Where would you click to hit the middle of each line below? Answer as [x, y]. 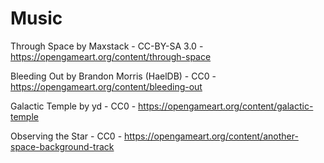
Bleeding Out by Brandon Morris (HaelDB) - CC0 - [113, 76]
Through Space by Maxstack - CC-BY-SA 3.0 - [107, 46]
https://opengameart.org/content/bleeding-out [106, 86]
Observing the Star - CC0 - [66, 136]
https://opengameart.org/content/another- [211, 136]
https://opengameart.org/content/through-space [111, 56]
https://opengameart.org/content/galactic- [226, 106]
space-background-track [62, 146]
